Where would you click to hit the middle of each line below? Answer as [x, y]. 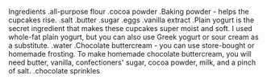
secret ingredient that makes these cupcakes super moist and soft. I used [130, 28]
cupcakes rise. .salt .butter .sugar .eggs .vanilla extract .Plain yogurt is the [131, 20]
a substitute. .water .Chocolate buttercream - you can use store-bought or [131, 45]
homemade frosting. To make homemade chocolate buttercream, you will [130, 54]
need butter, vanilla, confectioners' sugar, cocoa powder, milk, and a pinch [132, 62]
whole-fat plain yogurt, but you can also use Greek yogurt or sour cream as [134, 37]
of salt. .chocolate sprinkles [54, 71]
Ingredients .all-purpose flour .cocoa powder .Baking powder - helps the [129, 12]
